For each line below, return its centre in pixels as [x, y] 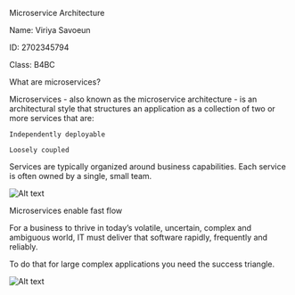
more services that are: [52, 118]
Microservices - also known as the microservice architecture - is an [133, 99]
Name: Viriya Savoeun [50, 30]
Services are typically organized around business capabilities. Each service [148, 167]
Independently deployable [57, 135]
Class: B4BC [32, 65]
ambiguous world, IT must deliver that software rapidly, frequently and [139, 237]
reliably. [24, 247]
